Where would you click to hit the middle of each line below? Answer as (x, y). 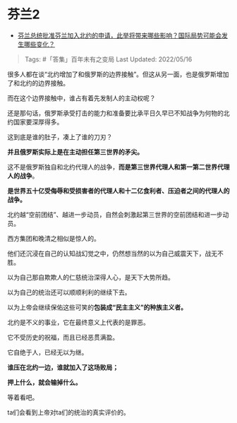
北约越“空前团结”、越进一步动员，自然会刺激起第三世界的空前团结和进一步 (115, 214)
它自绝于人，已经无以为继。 (48, 352)
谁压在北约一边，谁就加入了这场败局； (63, 367)
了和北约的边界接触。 (38, 83)
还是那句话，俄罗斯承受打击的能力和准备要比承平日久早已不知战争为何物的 (115, 113)
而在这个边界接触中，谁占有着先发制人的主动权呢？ (81, 98)
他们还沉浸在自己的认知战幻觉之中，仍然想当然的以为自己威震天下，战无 (112, 253)
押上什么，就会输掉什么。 (44, 382)
